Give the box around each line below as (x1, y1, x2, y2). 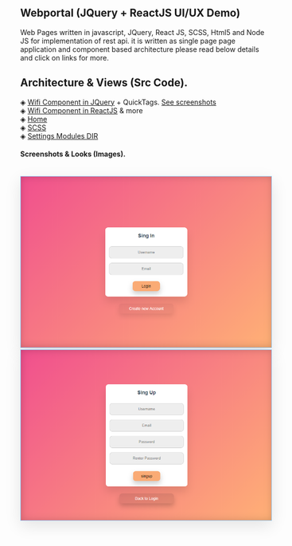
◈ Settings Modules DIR (20, 131, 99, 140)
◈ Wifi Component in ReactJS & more (20, 105, 143, 115)
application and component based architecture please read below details (20, 44, 260, 54)
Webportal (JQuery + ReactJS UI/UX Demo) (20, 6, 241, 20)
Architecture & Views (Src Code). (20, 76, 189, 90)
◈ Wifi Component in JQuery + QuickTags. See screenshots (20, 97, 216, 107)
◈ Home (20, 114, 48, 124)
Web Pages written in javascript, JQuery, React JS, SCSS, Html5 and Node (20, 27, 265, 37)
